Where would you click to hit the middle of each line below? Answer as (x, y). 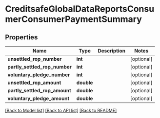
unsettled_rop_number (35, 59)
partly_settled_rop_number (40, 67)
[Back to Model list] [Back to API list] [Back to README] (61, 110)
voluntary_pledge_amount (39, 98)
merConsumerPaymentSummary (74, 19)
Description (111, 51)
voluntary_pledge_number (39, 75)
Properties (21, 37)
